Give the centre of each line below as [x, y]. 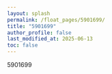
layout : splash [29, 13]
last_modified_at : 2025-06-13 [50, 39]
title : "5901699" [32, 26]
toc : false [23, 45]
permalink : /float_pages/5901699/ [56, 20]
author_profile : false [39, 33]
